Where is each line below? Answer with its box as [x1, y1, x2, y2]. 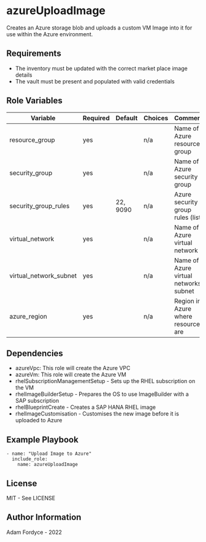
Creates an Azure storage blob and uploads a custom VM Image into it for [6, 24, 193, 31]
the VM [15, 384, 34, 392]
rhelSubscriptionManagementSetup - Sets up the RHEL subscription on [15, 377, 196, 385]
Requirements [6, 48, 61, 59]
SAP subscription [15, 397, 59, 405]
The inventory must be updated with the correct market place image [15, 64, 188, 72]
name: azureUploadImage [17, 462, 78, 468]
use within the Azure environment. [6, 30, 93, 37]
